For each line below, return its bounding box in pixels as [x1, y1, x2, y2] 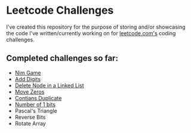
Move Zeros [14, 88, 45, 95]
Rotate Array [14, 120, 46, 127]
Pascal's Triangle [14, 107, 58, 114]
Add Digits [14, 75, 41, 82]
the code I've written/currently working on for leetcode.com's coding [6, 29, 176, 36]
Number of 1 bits [14, 101, 56, 108]
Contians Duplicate [14, 94, 62, 101]
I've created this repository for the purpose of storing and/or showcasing [6, 23, 186, 30]
